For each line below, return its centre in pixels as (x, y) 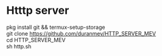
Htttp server (38, 11)
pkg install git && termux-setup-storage (56, 27)
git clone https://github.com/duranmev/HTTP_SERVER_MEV (81, 33)
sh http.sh (19, 46)
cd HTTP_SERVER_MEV (36, 40)
